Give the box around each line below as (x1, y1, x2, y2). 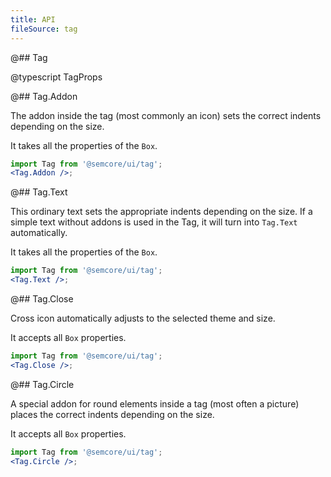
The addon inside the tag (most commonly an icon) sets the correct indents (10, 109, 322, 121)
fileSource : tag (10, 24, 78, 34)
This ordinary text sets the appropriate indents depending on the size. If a (10, 206, 313, 218)
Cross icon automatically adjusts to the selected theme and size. (10, 312, 276, 324)
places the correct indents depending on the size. (10, 408, 215, 420)
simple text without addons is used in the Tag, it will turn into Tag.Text (10, 216, 298, 228)
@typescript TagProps (10, 71, 103, 83)
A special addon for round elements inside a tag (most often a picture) (10, 397, 300, 410)
